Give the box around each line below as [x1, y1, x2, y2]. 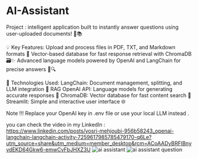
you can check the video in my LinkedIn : [6, 121, 105, 128]
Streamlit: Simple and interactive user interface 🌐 [6, 98, 126, 105]
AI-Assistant [6, 4, 70, 18]
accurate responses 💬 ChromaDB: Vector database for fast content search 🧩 [6, 92, 192, 99]
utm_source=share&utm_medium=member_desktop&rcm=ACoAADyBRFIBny [6, 140, 192, 147]
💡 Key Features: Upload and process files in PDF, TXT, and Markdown [6, 43, 176, 50]
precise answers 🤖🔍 [6, 66, 56, 73]
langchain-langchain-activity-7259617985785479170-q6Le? [6, 133, 152, 140]
